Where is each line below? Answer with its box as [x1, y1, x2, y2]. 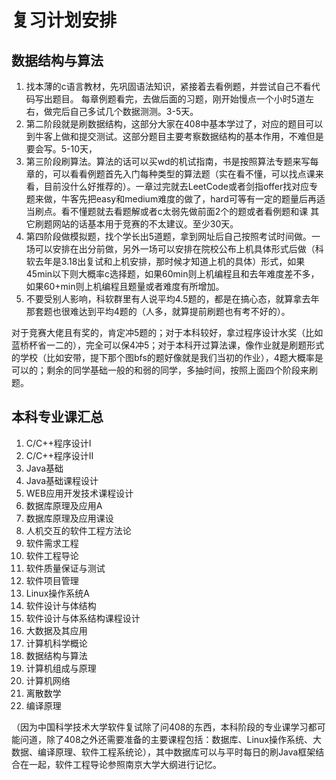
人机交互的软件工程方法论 [25, 524, 132, 536]
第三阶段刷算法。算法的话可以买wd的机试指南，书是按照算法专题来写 [25, 156, 311, 167]
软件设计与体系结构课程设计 [25, 612, 141, 624]
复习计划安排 [11, 9, 118, 32]
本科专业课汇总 [11, 409, 104, 426]
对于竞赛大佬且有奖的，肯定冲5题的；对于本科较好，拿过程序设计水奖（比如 [11, 327, 324, 338]
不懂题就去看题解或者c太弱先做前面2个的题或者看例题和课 [69, 206, 309, 217]
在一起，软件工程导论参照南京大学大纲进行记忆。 [19, 758, 222, 770]
